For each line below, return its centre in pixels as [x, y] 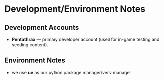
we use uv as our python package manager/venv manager [72, 72]
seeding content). [30, 45]
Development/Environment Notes [75, 9]
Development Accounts [42, 28]
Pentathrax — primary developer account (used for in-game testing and [85, 39]
